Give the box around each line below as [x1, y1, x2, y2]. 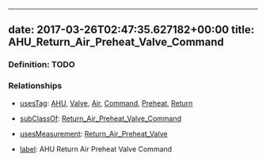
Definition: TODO [8, 59, 75, 70]
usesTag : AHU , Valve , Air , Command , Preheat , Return [19, 98, 193, 107]
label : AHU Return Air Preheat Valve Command [19, 144, 173, 154]
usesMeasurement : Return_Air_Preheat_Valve [19, 129, 168, 138]
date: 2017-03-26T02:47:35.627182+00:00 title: [8, 23, 255, 36]
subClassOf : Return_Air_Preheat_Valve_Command [19, 114, 182, 123]
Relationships [8, 80, 63, 92]
